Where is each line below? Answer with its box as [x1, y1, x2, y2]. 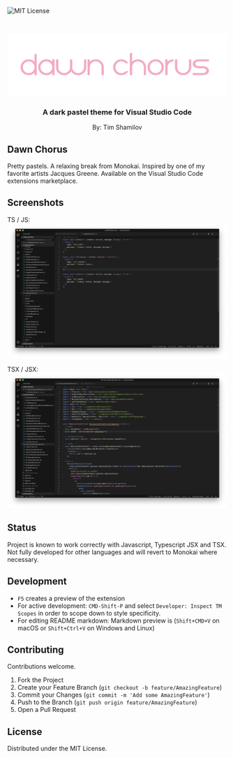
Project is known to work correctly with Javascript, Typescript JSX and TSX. [7, 540, 227, 549]
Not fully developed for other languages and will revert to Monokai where [7, 548, 218, 556]
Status [7, 522, 37, 534]
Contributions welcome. [7, 662, 76, 671]
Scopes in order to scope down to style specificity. [17, 609, 161, 617]
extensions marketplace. [7, 177, 78, 185]
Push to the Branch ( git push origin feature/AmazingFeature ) [17, 698, 197, 706]
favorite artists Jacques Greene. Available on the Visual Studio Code [7, 170, 204, 178]
